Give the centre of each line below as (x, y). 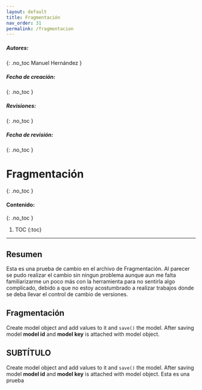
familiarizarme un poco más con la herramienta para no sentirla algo (91, 282)
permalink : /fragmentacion (40, 29)
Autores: (17, 48)
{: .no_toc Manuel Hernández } (44, 63)
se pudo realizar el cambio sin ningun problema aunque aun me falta (91, 275)
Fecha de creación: (31, 76)
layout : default (26, 12)
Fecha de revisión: (30, 135)
